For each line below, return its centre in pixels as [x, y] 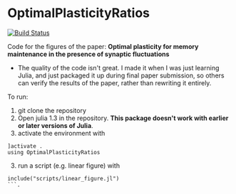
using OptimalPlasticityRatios [54, 152]
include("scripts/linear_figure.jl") [63, 178]
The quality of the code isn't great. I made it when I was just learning [118, 68]
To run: [18, 97]
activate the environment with [61, 133]
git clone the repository [52, 110]
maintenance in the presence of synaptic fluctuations [88, 54]
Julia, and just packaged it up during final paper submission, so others [121, 75]
